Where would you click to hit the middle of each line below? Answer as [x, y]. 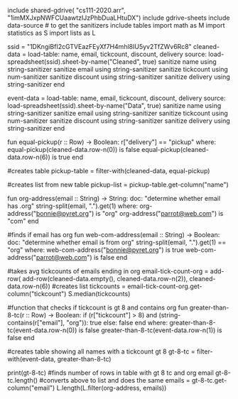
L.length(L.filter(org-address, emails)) [112, 388]
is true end [68, 157]
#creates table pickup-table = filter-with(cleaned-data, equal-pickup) [109, 171]
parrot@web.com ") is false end [82, 257]
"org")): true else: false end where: [117, 323]
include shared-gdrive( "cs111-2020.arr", [66, 10]
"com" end [23, 221]
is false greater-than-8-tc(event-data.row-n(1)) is [150, 330]
